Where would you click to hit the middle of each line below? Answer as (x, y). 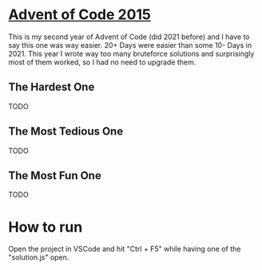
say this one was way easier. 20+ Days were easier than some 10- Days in (130, 45)
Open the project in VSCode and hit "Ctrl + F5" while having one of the (125, 249)
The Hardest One (52, 87)
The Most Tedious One (66, 132)
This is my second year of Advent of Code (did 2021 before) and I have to (129, 37)
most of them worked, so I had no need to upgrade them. (102, 62)
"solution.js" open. (39, 257)
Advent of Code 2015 (80, 15)
